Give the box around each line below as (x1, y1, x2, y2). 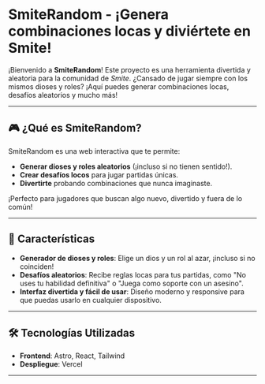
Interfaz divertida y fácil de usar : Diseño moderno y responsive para (19, 286, 244, 296)
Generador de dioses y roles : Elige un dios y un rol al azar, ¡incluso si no (19, 253, 256, 263)
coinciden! (19, 262, 54, 271)
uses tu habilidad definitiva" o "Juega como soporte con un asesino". (19, 278, 244, 288)
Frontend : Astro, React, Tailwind (19, 351, 125, 360)
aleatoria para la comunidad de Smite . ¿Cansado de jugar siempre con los (8, 73, 248, 83)
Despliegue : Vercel (19, 360, 83, 369)
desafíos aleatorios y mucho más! (8, 90, 118, 99)
